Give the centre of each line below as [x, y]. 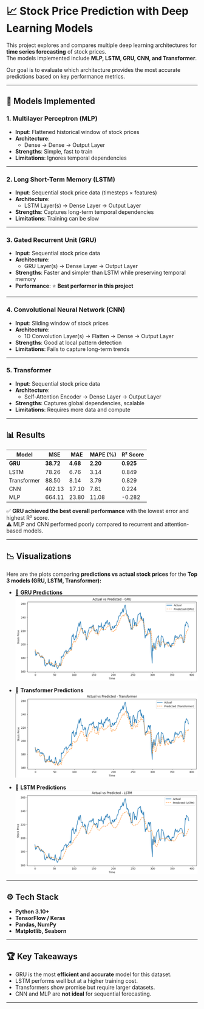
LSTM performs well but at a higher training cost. [76, 980]
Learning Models [50, 28]
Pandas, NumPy [36, 925]
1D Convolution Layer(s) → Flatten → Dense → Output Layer [99, 336]
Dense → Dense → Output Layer [64, 145]
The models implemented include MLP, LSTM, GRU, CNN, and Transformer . [102, 58]
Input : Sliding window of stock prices [62, 323]
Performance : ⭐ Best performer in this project [74, 286]
